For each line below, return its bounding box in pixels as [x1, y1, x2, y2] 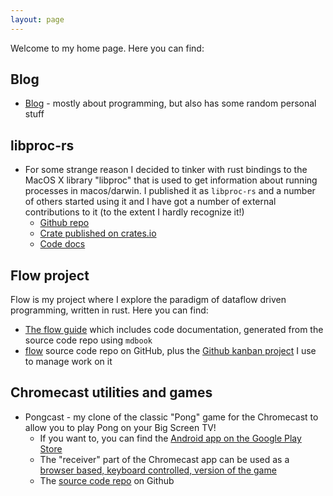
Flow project [10, 267, 90, 284]
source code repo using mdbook [24, 334, 153, 346]
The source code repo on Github [39, 474, 175, 486]
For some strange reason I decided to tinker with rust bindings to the [24, 164, 308, 176]
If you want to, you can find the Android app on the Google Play [39, 432, 302, 444]
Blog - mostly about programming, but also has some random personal [24, 97, 317, 110]
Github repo [39, 217, 90, 229]
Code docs [39, 238, 86, 250]
